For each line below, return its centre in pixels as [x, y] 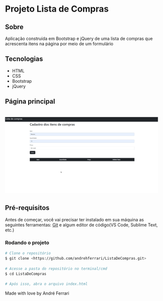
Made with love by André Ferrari [37, 293]
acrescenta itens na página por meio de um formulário [59, 44]
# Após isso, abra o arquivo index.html [47, 284]
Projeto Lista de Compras [57, 9]
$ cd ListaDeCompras [26, 274]
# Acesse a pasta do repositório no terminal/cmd [56, 268]
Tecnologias [24, 59]
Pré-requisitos [27, 208]
